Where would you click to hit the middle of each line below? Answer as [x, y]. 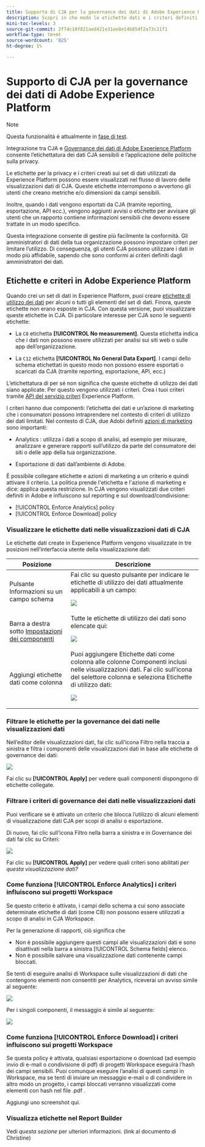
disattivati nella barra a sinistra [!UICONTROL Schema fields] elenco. [101, 948]
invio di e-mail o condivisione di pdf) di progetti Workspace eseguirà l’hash [101, 1065]
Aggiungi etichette [36, 675]
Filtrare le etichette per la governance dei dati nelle [83, 721]
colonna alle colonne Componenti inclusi [129, 662]
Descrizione [133, 564]
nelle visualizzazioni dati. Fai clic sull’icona [131, 669]
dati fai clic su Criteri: [33, 839]
